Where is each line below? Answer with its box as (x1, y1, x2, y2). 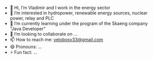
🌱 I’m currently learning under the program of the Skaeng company (9, 20, 148, 26)
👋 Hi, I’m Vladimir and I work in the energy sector (9, 5, 111, 10)
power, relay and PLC (9, 15, 54, 21)
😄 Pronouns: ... (9, 44, 42, 50)
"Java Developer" (9, 26, 46, 32)
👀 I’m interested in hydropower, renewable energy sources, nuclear (9, 10, 148, 16)
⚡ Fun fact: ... (9, 50, 37, 55)
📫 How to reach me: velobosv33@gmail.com (9, 37, 104, 42)
